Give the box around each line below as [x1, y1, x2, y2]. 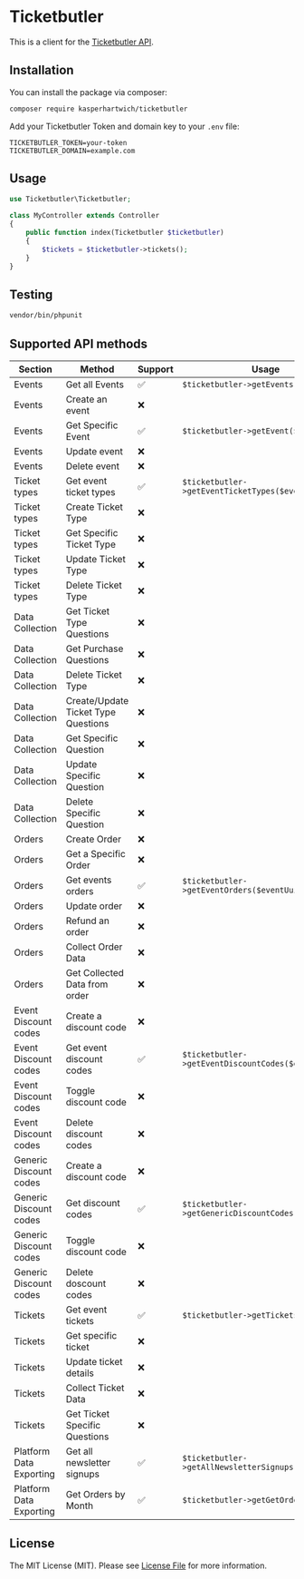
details [65, 1367, 95, 1379]
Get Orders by [65, 1487, 126, 1500]
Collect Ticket [65, 1381, 125, 1394]
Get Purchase [65, 642, 124, 655]
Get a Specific [65, 847, 127, 860]
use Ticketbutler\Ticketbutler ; [9, 195, 131, 204]
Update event [65, 444, 124, 457]
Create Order [65, 833, 122, 845]
